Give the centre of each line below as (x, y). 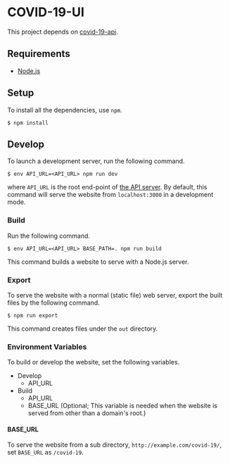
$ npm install (28, 123)
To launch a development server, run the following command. (96, 161)
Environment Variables (47, 347)
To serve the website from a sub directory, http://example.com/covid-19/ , (115, 445)
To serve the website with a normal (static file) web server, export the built (115, 295)
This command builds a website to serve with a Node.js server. (98, 262)
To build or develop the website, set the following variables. (94, 362)
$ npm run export (33, 315)
